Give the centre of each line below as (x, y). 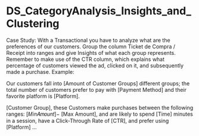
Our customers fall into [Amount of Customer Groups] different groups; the (98, 83)
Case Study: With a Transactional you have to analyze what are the (88, 40)
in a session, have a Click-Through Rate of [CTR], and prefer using (88, 120)
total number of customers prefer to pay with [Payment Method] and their (96, 89)
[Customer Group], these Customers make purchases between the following (100, 107)
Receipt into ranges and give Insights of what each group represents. (91, 52)
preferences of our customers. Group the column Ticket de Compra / (91, 47)
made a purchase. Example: (40, 72)
